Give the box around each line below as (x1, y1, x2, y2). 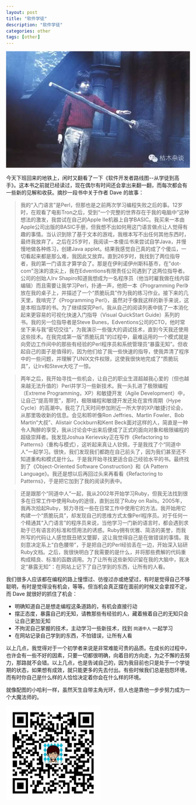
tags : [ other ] (6, 34, 41, 40)
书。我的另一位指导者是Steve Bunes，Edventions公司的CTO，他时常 (20, 319, 185, 326)
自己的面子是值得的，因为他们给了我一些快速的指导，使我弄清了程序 (25, 348, 190, 355)
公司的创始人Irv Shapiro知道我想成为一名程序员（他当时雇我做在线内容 (20, 275, 190, 282)
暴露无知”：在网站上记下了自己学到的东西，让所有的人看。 (27, 563, 169, 571)
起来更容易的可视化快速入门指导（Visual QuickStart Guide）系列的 (20, 311, 180, 319)
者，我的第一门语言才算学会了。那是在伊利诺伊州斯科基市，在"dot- (20, 260, 182, 267)
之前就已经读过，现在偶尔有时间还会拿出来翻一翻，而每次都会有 (34, 182, 188, 189)
